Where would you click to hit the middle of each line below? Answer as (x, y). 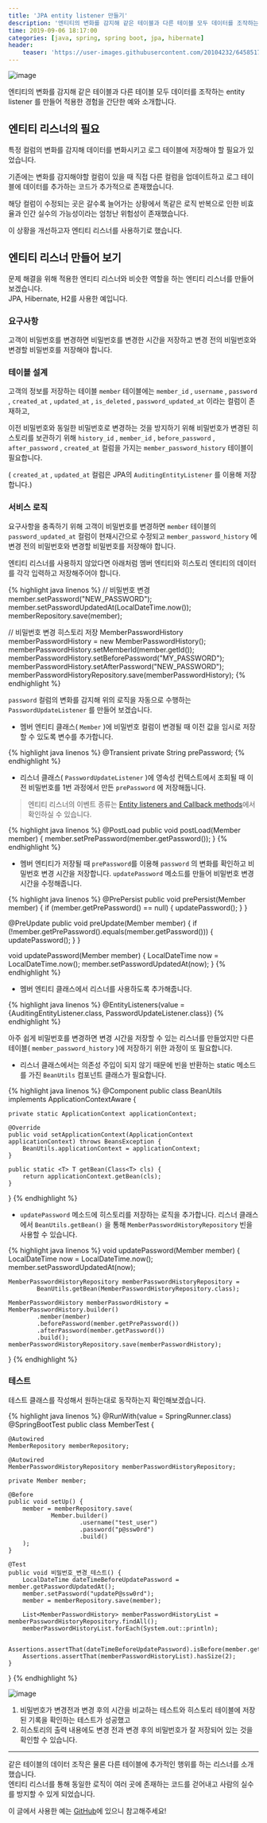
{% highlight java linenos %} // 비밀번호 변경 (79, 590)
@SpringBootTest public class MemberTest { (81, 1424)
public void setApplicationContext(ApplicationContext (101, 1135)
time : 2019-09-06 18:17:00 (53, 30)
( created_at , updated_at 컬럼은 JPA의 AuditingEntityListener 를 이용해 (125, 475)
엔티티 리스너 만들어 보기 (65, 258)
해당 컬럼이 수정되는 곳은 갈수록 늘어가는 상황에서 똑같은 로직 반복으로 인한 (124, 203)
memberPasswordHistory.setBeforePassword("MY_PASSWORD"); (116, 658)
